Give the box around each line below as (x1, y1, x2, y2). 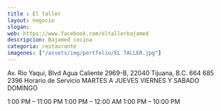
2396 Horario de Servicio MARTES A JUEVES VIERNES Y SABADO (7, 76, 200, 84)
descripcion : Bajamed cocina (7, 37, 93, 44)
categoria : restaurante (7, 43, 77, 50)
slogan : (7, 23, 30, 30)
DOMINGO (7, 84, 38, 92)
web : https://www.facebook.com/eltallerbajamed (7, 30, 149, 37)
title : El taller (7, 10, 61, 18)
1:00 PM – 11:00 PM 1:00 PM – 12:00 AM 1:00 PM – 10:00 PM (7, 97, 180, 105)
